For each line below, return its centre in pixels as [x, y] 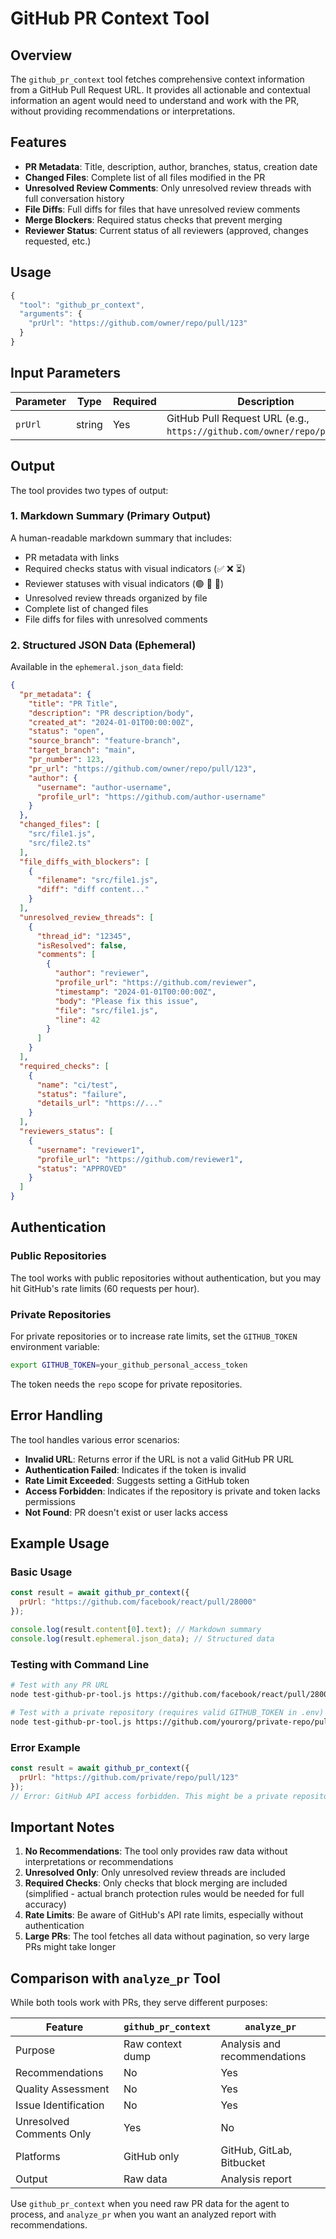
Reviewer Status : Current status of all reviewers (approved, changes [166, 230]
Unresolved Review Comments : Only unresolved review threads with [168, 188]
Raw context [153, 2044]
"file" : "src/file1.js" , [106, 1010]
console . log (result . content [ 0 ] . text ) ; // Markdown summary [136, 1630]
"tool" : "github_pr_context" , [82, 305]
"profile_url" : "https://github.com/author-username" [151, 797]
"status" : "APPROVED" [82, 1168]
